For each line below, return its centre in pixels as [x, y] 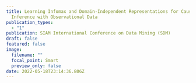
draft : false [22, 39]
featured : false [26, 44]
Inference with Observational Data [55, 17]
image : [14, 50]
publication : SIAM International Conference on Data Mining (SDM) [88, 33]
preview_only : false [36, 66]
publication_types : [30, 22]
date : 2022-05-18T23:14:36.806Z [45, 71]
